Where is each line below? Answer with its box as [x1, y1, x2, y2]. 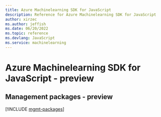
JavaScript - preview [5, 73, 95, 84]
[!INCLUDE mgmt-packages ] [5, 106, 64, 112]
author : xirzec [5, 17, 37, 22]
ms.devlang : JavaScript [5, 36, 55, 41]
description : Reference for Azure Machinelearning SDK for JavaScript [5, 12, 156, 17]
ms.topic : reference [5, 31, 49, 36]
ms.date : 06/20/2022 [5, 26, 49, 31]
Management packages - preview [5, 93, 113, 101]
